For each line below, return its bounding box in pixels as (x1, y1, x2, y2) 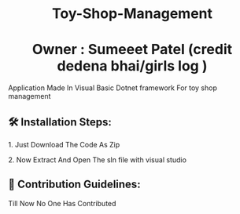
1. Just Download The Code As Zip (8, 140, 120, 149)
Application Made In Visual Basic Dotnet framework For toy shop (8, 83, 218, 92)
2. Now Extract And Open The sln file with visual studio (8, 154, 187, 165)
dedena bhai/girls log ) (57, 57, 208, 75)
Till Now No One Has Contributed (8, 198, 116, 208)
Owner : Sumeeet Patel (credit (31, 41, 233, 59)
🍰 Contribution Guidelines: (8, 178, 141, 191)
